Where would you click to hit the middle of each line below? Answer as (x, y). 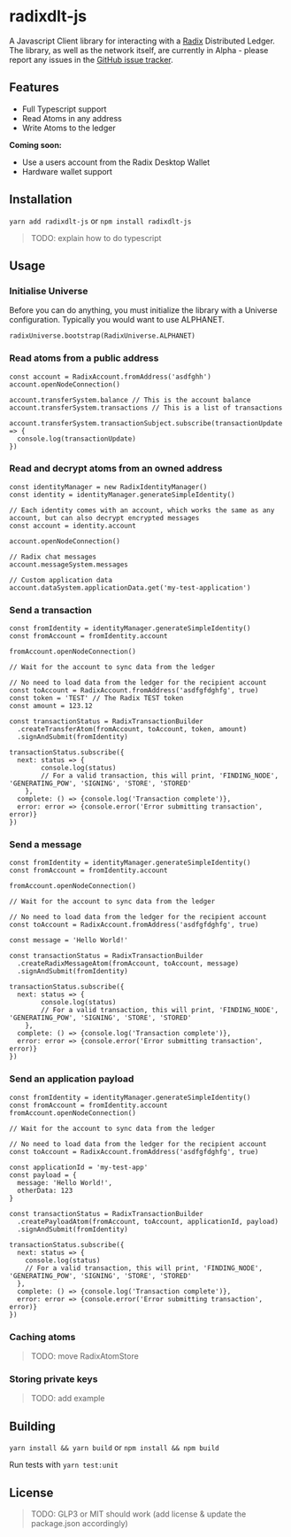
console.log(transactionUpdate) (77, 439)
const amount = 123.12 (51, 706)
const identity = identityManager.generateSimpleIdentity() (123, 495)
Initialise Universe (49, 291)
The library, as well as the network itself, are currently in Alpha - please (139, 50)
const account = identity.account (73, 526)
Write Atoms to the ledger (69, 128)
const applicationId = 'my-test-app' (79, 1167)
